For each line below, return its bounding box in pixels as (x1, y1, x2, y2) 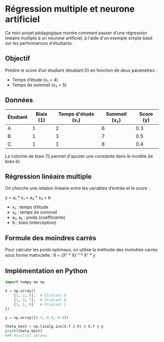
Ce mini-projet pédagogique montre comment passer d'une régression (5, 30, 147, 36)
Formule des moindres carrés (5, 234, 97, 242)
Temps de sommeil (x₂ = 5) (12, 82, 67, 88)
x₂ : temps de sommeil (12, 209, 58, 215)
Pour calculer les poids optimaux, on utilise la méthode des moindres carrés (5, 247, 158, 253)
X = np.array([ (5, 288, 36, 293)
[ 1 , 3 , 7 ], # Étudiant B (14, 297, 67, 303)
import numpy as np (5, 280, 45, 285)
